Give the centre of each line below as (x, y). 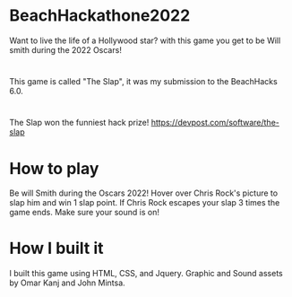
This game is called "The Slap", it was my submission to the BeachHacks (143, 82)
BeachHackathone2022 (100, 16)
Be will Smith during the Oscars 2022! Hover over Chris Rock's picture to (144, 193)
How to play (54, 168)
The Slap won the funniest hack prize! (79, 123)
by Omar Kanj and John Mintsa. (67, 283)
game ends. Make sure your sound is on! (84, 213)
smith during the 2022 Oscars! (66, 49)
